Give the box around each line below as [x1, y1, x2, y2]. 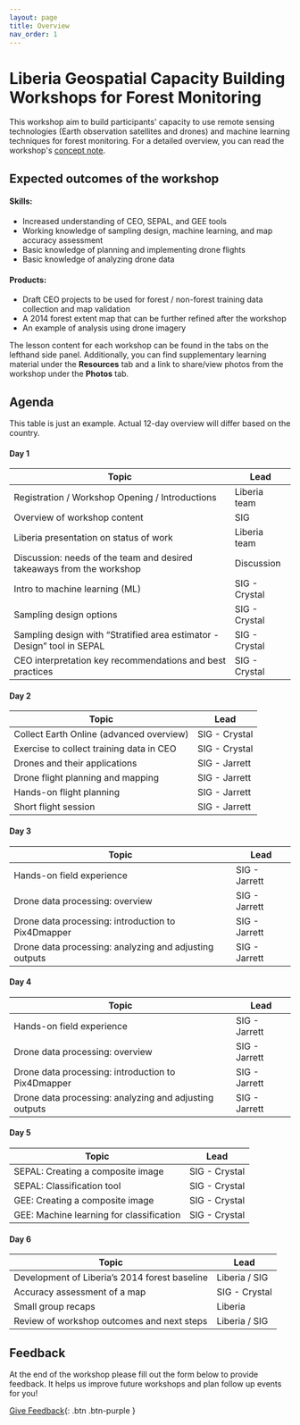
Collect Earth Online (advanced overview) [13, 728, 189, 741]
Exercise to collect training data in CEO [13, 742, 177, 755]
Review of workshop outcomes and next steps [13, 1315, 208, 1328]
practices [13, 666, 54, 678]
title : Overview [9, 21, 70, 30]
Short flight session [13, 801, 96, 813]
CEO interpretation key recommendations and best [13, 654, 226, 666]
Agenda [9, 394, 54, 409]
